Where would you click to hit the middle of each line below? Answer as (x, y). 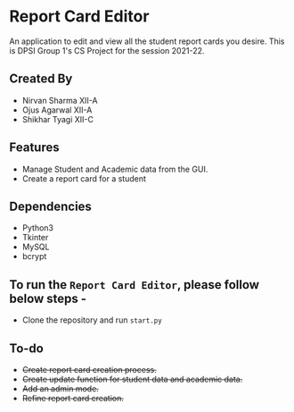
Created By (41, 79)
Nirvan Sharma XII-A (60, 100)
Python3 (37, 228)
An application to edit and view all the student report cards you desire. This (147, 41)
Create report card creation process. (90, 370)
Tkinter (35, 238)
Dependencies (50, 206)
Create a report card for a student (84, 178)
